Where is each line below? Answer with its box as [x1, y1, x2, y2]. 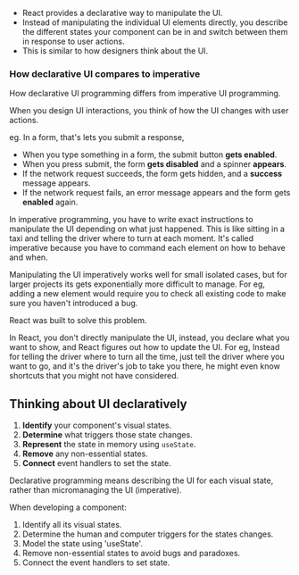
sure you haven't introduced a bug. [9, 298, 138, 309]
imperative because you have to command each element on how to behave [9, 243, 286, 254]
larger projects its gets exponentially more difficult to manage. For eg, [9, 279, 266, 289]
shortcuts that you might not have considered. [9, 371, 179, 381]
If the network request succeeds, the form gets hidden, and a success [21, 169, 283, 179]
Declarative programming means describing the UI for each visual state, [9, 475, 274, 486]
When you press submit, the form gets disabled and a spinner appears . [21, 159, 287, 170]
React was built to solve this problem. [9, 315, 147, 326]
